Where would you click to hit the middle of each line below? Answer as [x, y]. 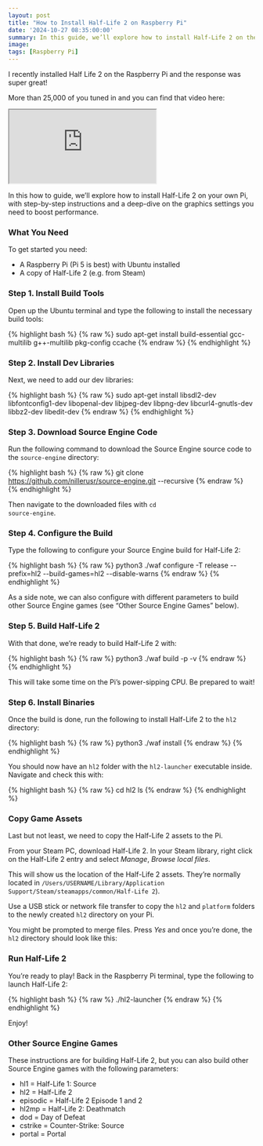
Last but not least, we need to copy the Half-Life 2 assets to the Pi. [115, 836]
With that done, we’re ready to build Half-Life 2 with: [92, 643]
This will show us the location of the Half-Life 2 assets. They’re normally [124, 874]
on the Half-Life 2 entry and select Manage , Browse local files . [109, 859]
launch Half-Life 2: [38, 984]
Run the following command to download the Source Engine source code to [130, 449]
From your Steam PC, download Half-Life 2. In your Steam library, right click [130, 851]
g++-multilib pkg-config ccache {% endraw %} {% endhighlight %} [142, 342]
